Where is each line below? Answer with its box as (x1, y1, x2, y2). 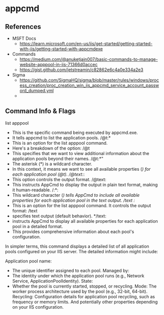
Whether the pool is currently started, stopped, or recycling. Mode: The (12, 283, 157, 289)
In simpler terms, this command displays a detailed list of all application (5, 243, 150, 249)
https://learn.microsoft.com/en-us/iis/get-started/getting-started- (19, 41, 153, 47)
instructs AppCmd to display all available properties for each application (12, 218, 158, 224)
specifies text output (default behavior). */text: (12, 213, 107, 219)
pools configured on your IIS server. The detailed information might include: (5, 248, 158, 254)
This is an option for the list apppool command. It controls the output (12, 202, 151, 209)
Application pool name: (5, 258, 52, 264)
